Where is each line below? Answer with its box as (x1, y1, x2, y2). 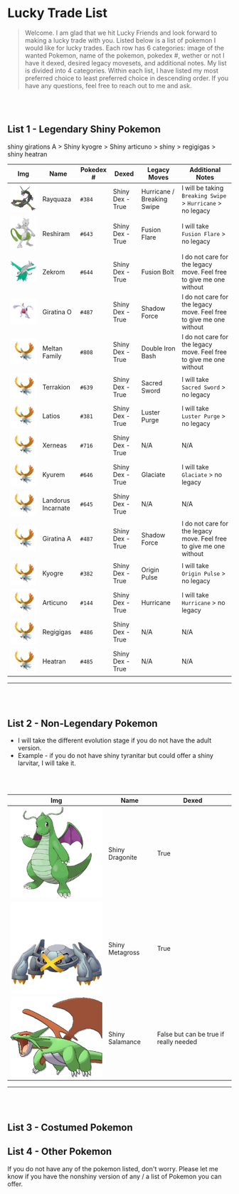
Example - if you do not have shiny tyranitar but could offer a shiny (17, 752, 213, 760)
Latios (42, 412, 60, 420)
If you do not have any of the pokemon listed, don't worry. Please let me (7, 1164, 218, 1173)
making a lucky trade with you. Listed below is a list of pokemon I (24, 36, 216, 44)
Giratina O (42, 308, 73, 316)
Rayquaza (42, 195, 72, 203)
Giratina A (42, 535, 72, 543)
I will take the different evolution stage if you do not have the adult (17, 736, 212, 745)
